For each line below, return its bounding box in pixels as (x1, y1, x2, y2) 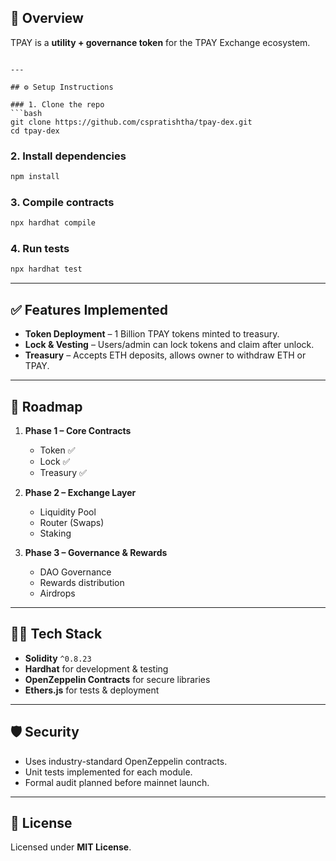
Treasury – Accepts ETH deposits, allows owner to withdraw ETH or (24, 349, 307, 361)
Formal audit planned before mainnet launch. (24, 776, 210, 788)
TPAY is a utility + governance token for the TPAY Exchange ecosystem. (10, 36, 311, 48)
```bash (10, 108, 43, 118)
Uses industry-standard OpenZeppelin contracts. (24, 755, 228, 767)
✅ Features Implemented (10, 301, 168, 318)
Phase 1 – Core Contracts (24, 424, 132, 436)
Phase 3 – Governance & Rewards (24, 546, 168, 558)
